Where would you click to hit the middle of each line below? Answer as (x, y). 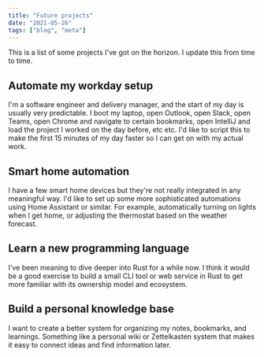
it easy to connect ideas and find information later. (90, 344)
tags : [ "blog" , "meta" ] (47, 30)
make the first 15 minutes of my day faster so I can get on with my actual (126, 138)
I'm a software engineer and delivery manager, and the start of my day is (126, 105)
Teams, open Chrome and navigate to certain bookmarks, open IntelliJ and (129, 121)
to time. (20, 61)
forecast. (23, 224)
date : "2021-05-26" (40, 23)
